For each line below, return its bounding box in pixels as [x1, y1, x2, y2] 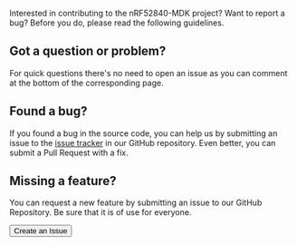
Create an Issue [14, 226, 68, 236]
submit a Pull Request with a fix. [9, 147, 129, 158]
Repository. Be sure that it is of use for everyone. [9, 207, 192, 218]
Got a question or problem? [9, 44, 167, 59]
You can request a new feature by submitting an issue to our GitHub [9, 197, 263, 208]
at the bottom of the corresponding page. [9, 77, 165, 88]
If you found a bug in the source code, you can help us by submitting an [9, 127, 278, 139]
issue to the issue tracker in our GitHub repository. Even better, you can [9, 137, 276, 148]
